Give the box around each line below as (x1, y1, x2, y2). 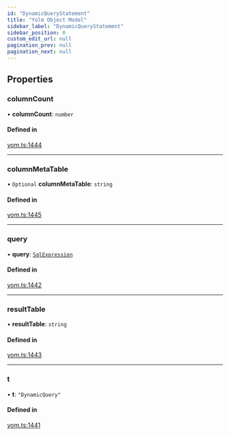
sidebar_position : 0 (7, 29, 66, 36)
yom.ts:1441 (7, 421, 41, 429)
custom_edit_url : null (7, 36, 72, 43)
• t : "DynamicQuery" (7, 390, 62, 398)
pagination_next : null (7, 49, 72, 56)
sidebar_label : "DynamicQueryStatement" (7, 23, 125, 29)
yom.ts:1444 (7, 141, 42, 149)
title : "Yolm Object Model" (7, 16, 88, 23)
